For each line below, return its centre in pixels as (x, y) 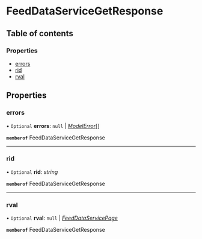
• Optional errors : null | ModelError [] (53, 126)
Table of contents (40, 33)
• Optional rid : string (32, 172)
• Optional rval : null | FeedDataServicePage (62, 218)
